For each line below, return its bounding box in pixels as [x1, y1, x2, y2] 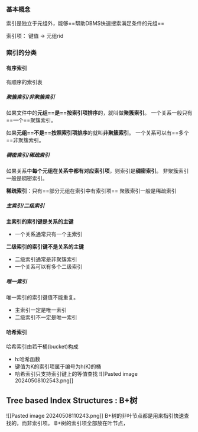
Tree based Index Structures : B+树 [6, 395, 138, 405]
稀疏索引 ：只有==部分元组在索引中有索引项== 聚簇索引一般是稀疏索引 [6, 188, 177, 195]
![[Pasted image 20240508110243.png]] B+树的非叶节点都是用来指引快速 [6, 412, 184, 420]
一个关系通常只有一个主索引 [14, 231, 83, 238]
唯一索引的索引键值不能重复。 [6, 294, 79, 301]
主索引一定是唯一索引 [14, 307, 67, 314]
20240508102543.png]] [14, 377, 74, 384]
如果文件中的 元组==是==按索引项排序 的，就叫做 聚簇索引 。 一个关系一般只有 [6, 109, 193, 117]
